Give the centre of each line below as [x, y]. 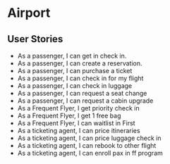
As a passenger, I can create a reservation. [80, 63]
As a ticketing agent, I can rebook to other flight [87, 145]
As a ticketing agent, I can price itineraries [79, 131]
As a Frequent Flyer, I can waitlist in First [76, 123]
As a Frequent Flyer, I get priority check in [78, 108]
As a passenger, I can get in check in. [72, 56]
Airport [29, 13]
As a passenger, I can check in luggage [75, 86]
